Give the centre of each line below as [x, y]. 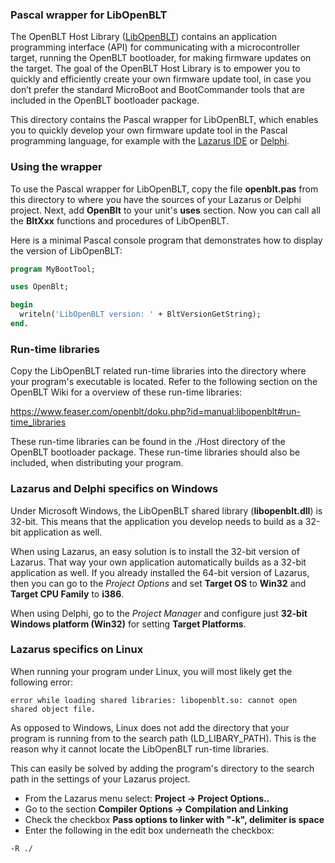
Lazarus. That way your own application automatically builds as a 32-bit [158, 562]
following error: [42, 682]
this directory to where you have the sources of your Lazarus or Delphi [156, 199]
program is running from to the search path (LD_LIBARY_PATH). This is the [163, 738]
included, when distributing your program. [97, 463]
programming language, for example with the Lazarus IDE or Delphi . [150, 141]
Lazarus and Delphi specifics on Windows [114, 489]
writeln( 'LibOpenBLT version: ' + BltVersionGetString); [140, 314]
